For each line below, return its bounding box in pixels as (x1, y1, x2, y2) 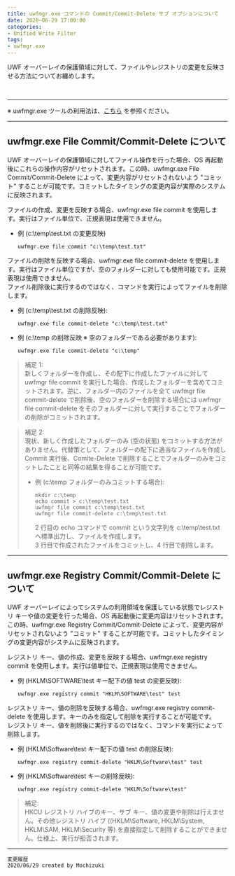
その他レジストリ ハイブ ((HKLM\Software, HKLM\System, (36, 816, 205, 825)
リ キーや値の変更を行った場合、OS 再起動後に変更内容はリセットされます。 (7, 611, 227, 620)
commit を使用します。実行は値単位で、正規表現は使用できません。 (7, 661, 201, 669)
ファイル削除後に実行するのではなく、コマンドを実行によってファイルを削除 (7, 282, 227, 291)
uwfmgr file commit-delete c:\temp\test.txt (34, 510, 167, 517)
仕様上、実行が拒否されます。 (36, 834, 122, 842)
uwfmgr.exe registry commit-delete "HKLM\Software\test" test (17, 758, 203, 765)
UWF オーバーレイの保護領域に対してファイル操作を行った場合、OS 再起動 (7, 155, 224, 164)
